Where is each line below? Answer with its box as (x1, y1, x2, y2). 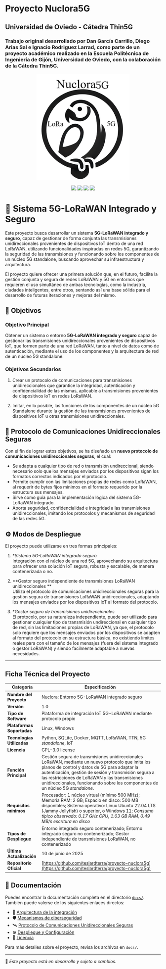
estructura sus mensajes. (12, 489, 64, 495)
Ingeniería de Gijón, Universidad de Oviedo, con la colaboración (5, 56, 161, 63)
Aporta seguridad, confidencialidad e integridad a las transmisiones (12, 505, 150, 511)
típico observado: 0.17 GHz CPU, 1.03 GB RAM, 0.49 (41, 813, 150, 819)
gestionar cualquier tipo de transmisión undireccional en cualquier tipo (12, 619, 157, 625)
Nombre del (7, 691, 32, 697)
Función (7, 767, 25, 773)
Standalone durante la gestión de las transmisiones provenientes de (12, 408, 151, 414)
